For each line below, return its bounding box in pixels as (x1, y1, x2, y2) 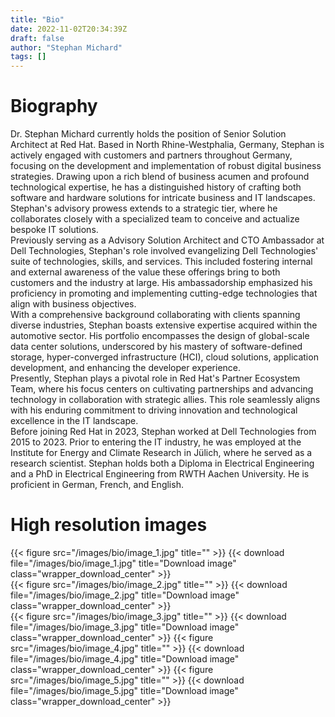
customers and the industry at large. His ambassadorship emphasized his (10, 277, 313, 289)
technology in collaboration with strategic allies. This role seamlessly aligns (10, 394, 321, 406)
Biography (10, 95, 98, 118)
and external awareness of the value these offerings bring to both (10, 266, 281, 278)
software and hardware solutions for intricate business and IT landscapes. (10, 192, 316, 204)
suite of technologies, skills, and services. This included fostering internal (10, 256, 313, 268)
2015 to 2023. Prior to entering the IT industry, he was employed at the (10, 436, 302, 448)
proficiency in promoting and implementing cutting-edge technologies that (10, 287, 318, 300)
